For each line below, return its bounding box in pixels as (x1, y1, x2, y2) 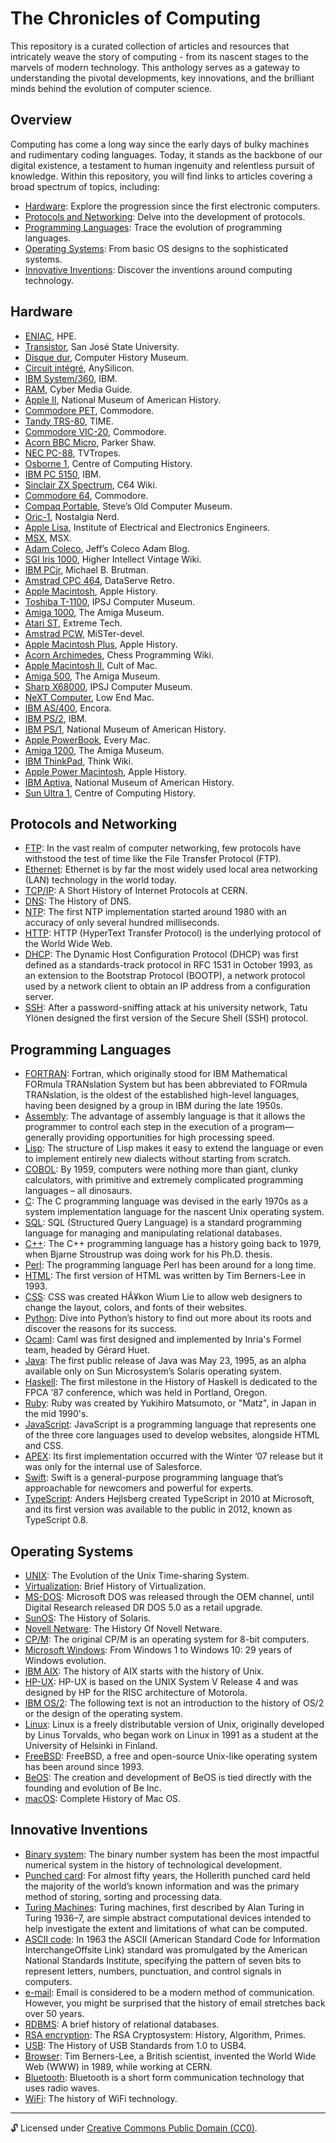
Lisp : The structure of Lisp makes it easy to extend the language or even (24, 1142, 324, 1154)
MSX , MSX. (24, 532, 72, 544)
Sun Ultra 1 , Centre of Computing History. (24, 787, 196, 799)
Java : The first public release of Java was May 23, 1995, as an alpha (24, 1355, 307, 1367)
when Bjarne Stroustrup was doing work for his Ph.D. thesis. (24, 1248, 273, 1261)
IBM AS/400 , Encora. (24, 702, 112, 714)
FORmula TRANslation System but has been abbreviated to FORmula (24, 1078, 308, 1091)
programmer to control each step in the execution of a (24, 1121, 248, 1133)
